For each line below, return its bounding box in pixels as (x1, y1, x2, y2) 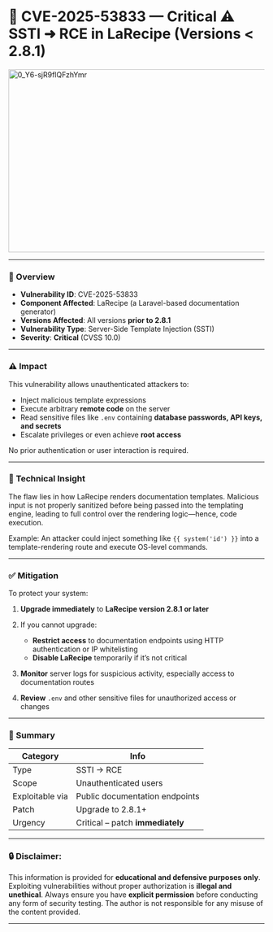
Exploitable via (12, 790, 68, 802)
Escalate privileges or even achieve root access (19, 429, 181, 439)
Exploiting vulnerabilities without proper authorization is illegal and (8, 881, 232, 891)
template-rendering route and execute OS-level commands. (8, 542, 209, 551)
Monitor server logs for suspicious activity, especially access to (19, 669, 235, 678)
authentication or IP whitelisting (32, 644, 138, 654)
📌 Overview (8, 271, 55, 282)
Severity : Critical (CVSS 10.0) (19, 333, 121, 342)
